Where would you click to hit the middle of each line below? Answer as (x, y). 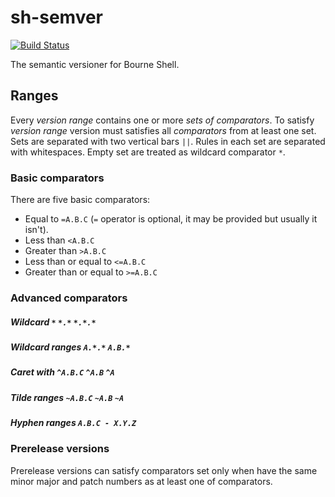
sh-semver (57, 17)
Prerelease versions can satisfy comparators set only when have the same (164, 470)
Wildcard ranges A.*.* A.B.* (70, 347)
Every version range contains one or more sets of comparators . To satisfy (162, 120)
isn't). (36, 230)
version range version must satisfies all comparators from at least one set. (163, 130)
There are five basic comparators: (80, 200)
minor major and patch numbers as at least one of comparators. (141, 481)
